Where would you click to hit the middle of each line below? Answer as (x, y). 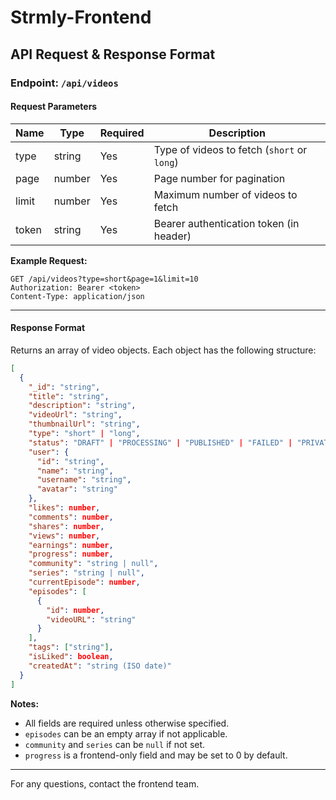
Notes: (25, 703)
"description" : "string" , (82, 406)
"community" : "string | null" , (93, 564)
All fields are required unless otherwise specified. (127, 723)
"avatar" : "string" (77, 489)
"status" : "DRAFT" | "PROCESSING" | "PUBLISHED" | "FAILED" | (160, 442)
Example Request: (49, 260)
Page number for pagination (219, 178)
